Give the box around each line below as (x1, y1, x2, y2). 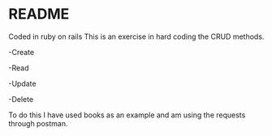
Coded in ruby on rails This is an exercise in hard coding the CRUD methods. (8, 32, 265, 41)
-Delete (8, 94, 34, 104)
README (8, 5, 70, 23)
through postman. (8, 118, 68, 128)
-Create (8, 47, 35, 57)
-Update (8, 79, 37, 88)
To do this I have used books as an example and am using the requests (8, 110, 246, 120)
